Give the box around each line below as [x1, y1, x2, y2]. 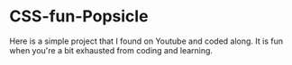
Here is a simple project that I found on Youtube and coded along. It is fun [9, 36, 284, 46]
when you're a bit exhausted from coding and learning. [9, 45, 214, 55]
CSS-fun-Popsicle [9, 6, 149, 27]
